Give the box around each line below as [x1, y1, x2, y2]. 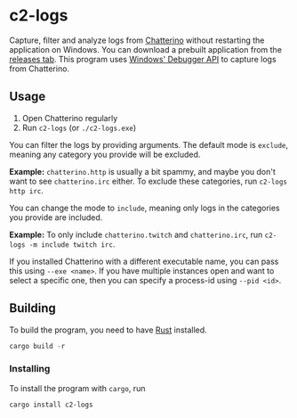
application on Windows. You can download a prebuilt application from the [9, 44, 283, 54]
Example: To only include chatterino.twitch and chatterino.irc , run [9, 229, 263, 240]
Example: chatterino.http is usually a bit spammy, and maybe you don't [9, 166, 276, 176]
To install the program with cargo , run [9, 382, 146, 393]
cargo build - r [9, 341, 66, 350]
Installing [9, 363, 51, 375]
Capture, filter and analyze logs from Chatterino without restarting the [9, 35, 265, 45]
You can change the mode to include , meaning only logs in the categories [9, 202, 280, 213]
